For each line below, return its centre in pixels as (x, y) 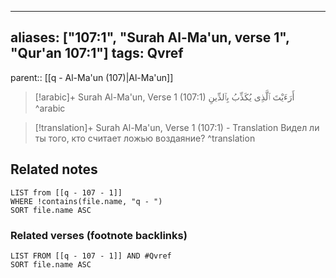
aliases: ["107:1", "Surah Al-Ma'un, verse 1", (150, 37)
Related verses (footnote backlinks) (99, 235)
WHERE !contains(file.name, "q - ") (86, 201)
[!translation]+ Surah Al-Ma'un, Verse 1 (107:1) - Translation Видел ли (177, 127)
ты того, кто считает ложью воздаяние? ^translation (145, 138)
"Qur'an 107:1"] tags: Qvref (97, 53)
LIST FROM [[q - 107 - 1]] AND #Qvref (91, 256)
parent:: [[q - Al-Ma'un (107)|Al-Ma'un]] (92, 77)
